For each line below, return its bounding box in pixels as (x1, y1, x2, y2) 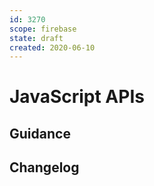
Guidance (9, 125, 71, 142)
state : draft (9, 33, 64, 43)
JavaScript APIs (9, 86, 145, 108)
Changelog (9, 159, 80, 176)
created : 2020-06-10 (9, 42, 96, 53)
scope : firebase (9, 24, 77, 34)
